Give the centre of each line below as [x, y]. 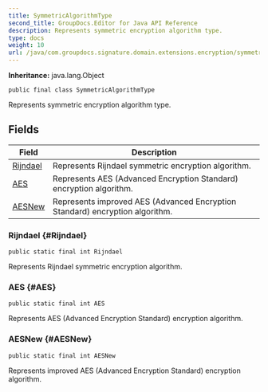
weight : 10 [26, 45]
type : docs [26, 38]
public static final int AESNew [62, 355]
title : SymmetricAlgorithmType [60, 16]
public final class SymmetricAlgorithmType [82, 90]
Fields [24, 129]
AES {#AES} [32, 288]
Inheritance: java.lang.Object [57, 75]
